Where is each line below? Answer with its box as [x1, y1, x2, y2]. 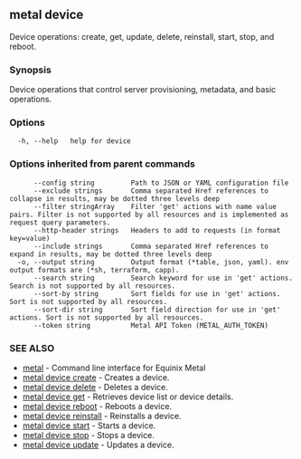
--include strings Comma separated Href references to [33, 242, 269, 251]
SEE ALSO [9, 341, 55, 354]
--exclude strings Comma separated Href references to [33, 186, 269, 196]
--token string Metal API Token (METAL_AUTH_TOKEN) [33, 320, 269, 330]
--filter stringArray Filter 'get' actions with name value [33, 202, 277, 211]
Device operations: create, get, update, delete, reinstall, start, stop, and [9, 31, 275, 42]
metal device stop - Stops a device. [22, 430, 155, 440]
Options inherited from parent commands [9, 158, 196, 170]
